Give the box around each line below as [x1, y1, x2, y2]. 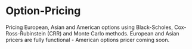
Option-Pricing [5, 4, 81, 18]
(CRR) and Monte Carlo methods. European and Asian [47, 30, 179, 37]
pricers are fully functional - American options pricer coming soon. [5, 36, 170, 43]
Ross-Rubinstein [5, 30, 46, 37]
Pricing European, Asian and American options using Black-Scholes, [5, 24, 174, 31]
